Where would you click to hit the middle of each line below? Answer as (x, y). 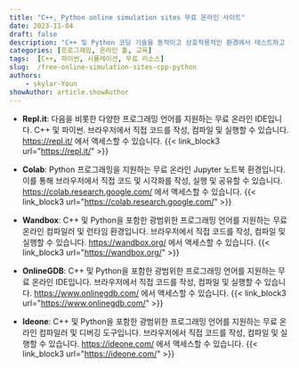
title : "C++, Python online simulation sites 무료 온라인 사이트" (128, 17)
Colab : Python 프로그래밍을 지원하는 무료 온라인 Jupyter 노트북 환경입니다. (154, 169)
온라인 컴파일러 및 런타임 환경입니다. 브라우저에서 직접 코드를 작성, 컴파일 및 (154, 231)
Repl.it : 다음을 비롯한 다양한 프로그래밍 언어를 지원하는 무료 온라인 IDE (145, 119)
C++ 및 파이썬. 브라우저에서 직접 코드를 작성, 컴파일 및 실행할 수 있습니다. (162, 129)
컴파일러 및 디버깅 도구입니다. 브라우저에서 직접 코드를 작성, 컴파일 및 (158, 332)
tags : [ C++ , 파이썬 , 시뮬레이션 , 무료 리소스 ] (87, 59)
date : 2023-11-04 (41, 26)
